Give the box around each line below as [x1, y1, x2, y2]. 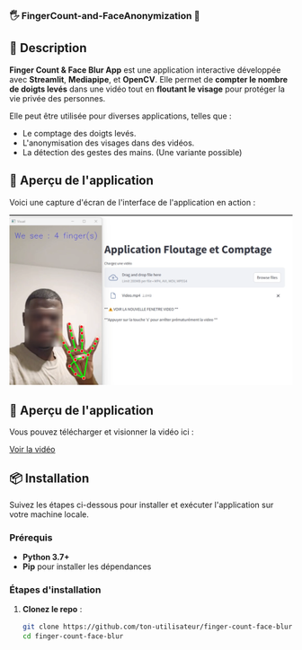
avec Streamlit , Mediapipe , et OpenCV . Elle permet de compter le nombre [9, 74, 289, 84]
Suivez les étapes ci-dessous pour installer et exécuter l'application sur [9, 499, 274, 510]
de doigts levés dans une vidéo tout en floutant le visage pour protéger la [9, 83, 286, 94]
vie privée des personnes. [9, 92, 106, 103]
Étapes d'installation [9, 584, 102, 596]
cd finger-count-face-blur [22, 632, 124, 641]
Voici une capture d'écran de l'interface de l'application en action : [9, 197, 256, 207]
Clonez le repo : [22, 604, 83, 615]
